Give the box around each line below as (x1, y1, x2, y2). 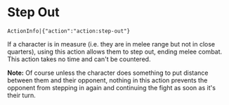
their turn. (7, 91, 37, 99)
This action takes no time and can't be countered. (7, 54, 151, 63)
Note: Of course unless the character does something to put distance (7, 68, 209, 77)
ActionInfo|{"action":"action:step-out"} (7, 27, 131, 35)
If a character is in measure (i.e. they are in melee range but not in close (7, 39, 216, 48)
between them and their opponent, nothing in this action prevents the (7, 75, 208, 85)
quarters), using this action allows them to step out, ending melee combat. (7, 47, 223, 56)
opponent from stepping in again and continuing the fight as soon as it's (7, 83, 216, 92)
